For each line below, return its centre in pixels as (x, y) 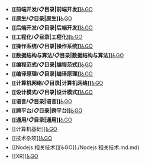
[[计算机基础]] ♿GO (34, 129)
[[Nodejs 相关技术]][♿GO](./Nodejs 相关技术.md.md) (75, 147)
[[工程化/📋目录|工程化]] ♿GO (47, 37)
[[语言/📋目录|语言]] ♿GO (42, 101)
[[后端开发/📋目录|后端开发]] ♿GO (52, 28)
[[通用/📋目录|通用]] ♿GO (42, 120)
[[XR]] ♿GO (25, 156)
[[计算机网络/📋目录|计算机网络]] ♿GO (57, 83)
